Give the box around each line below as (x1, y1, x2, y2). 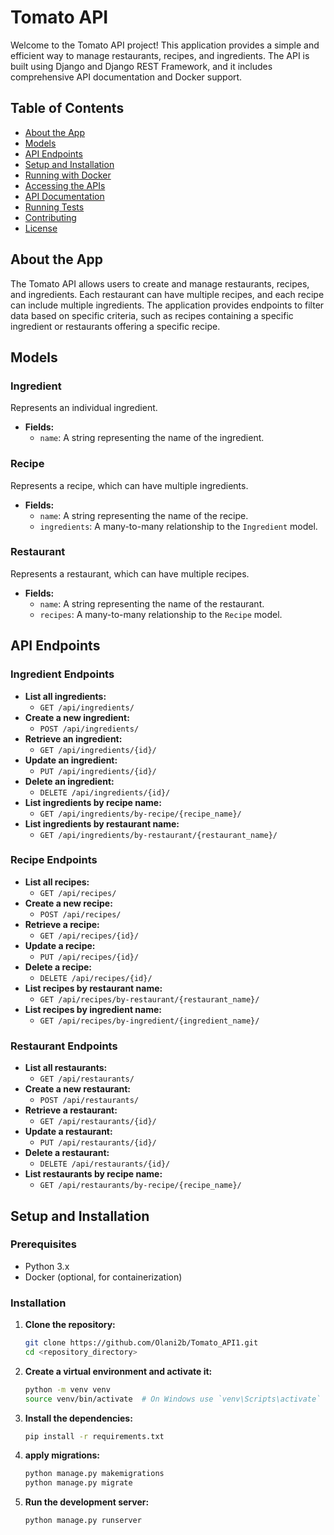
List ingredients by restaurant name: (24, 817, 180, 830)
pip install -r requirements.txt (24, 1431, 165, 1441)
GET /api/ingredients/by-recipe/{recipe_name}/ (39, 809, 242, 819)
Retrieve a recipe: (24, 918, 100, 930)
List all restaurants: (24, 1062, 108, 1074)
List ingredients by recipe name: (24, 796, 162, 808)
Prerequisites (10, 1237, 77, 1251)
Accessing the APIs (24, 179, 106, 191)
